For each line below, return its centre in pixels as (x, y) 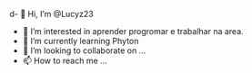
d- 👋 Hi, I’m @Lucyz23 (51, 14)
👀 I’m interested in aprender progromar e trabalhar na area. (133, 31)
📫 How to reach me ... (65, 60)
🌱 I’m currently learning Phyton (81, 41)
